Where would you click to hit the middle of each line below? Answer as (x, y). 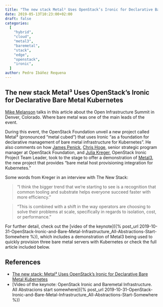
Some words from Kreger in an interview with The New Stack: (67, 177)
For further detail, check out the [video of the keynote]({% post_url (72, 226)
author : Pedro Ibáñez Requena (36, 73)
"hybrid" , (24, 32)
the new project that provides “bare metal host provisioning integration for (79, 163)
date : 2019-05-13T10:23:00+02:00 (39, 14)
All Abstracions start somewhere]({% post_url (58, 289)
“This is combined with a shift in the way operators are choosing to (84, 206)
